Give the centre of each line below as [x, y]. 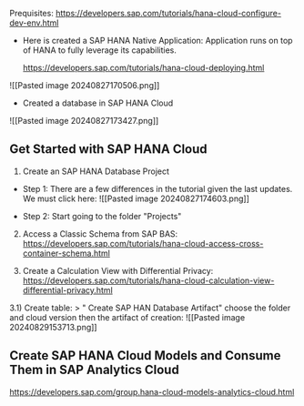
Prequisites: [32, 13]
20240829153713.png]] [53, 327]
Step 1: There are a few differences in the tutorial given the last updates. [157, 188]
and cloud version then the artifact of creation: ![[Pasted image [127, 317]
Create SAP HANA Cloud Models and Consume [145, 355]
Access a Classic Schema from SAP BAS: [100, 233]
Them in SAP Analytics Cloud [94, 370]
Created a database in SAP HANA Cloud [98, 103]
